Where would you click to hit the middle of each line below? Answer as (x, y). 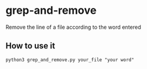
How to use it (30, 46)
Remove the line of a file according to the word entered (73, 27)
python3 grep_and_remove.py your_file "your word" (70, 60)
